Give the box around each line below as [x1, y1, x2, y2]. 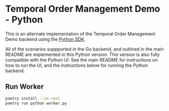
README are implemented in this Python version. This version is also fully [5, 51, 160, 58]
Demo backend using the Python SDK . [5, 36, 86, 42]
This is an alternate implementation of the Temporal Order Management [5, 31, 156, 37]
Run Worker [5, 82, 44, 91]
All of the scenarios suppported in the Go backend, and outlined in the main [5, 46, 164, 52]
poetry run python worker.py [5, 100, 67, 106]
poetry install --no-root [5, 96, 60, 101]
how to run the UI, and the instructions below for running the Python [5, 62, 149, 68]
